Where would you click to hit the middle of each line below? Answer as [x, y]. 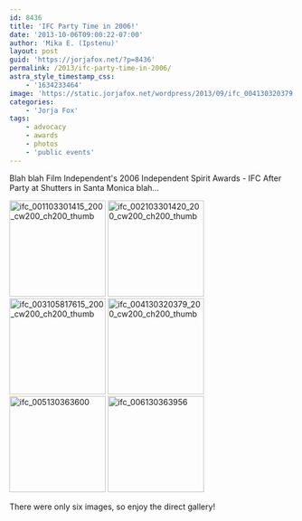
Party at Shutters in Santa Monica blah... [85, 187]
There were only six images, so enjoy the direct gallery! [112, 507]
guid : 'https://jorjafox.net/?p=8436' [82, 60]
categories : [32, 102]
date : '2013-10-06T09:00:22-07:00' [76, 34]
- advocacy [46, 128]
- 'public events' [60, 152]
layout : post [34, 52]
